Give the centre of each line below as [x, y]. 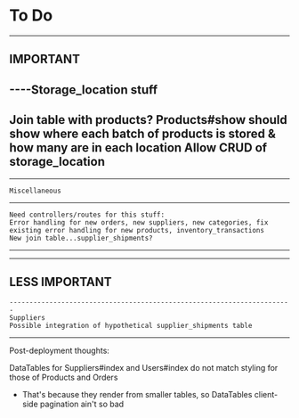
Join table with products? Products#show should [148, 120]
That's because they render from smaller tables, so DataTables [137, 395]
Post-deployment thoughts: [59, 351]
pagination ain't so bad [82, 404]
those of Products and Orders [64, 377]
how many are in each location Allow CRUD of [138, 148]
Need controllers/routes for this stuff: [87, 215]
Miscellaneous [36, 191]
